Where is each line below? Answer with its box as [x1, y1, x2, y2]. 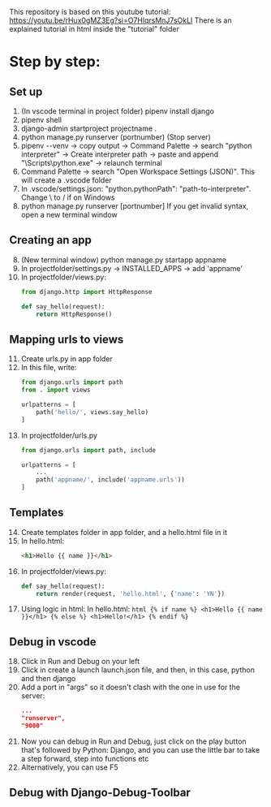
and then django [20, 674, 76, 684]
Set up [9, 84, 43, 98]
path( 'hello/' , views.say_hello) [36, 408, 149, 416]
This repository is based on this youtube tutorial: [9, 7, 171, 16]
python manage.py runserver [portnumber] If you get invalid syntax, [20, 201, 249, 210]
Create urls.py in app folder [20, 354, 113, 364]
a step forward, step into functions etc [20, 753, 149, 763]
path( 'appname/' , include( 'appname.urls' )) [36, 476, 185, 484]
